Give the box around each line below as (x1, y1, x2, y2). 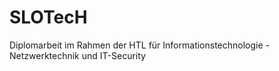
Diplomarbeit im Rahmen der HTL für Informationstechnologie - (9, 39, 271, 51)
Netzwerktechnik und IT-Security (9, 49, 146, 61)
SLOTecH (9, 6, 88, 29)
